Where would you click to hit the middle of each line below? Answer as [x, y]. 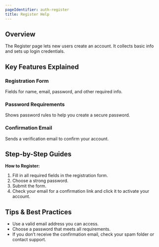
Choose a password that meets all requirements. [61, 229]
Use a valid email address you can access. [55, 224]
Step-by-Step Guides [38, 154]
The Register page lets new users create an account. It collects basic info [79, 46]
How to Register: [23, 166]
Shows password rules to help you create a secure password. [68, 115]
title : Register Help [27, 14]
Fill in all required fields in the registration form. [60, 176]
